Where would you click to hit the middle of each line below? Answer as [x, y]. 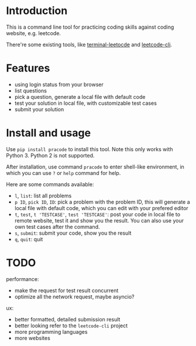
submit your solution [39, 109]
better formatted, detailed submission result [67, 319]
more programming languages [51, 331]
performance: [23, 279]
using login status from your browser [59, 84]
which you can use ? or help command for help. [63, 173]
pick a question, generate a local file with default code [80, 97]
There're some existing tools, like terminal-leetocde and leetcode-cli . [89, 44]
